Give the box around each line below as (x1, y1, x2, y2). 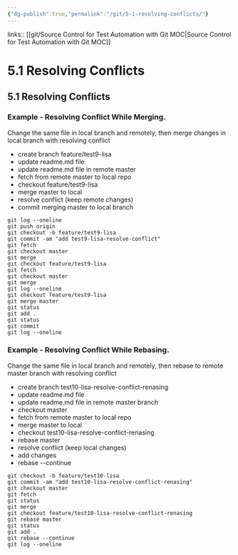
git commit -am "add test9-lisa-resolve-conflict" (7, 235, 161, 242)
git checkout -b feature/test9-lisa (7, 229, 116, 236)
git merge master (7, 297, 59, 305)
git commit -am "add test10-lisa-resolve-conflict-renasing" (7, 478, 193, 485)
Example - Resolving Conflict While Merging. (7, 112, 166, 122)
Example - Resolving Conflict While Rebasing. (7, 345, 170, 355)
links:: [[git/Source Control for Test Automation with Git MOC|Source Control (7, 30, 232, 38)
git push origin (7, 222, 56, 230)
